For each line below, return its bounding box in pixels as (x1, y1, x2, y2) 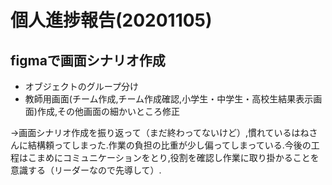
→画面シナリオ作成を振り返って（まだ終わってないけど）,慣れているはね (10, 127, 310, 138)
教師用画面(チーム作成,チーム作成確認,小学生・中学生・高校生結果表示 (24, 93, 314, 105)
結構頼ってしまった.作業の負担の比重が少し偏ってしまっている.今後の (27, 139, 312, 151)
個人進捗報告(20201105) (10, 9, 213, 32)
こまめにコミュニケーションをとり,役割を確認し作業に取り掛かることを (27, 152, 320, 163)
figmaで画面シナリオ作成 (10, 52, 166, 69)
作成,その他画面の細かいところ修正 (36, 106, 180, 117)
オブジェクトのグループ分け (24, 81, 139, 92)
